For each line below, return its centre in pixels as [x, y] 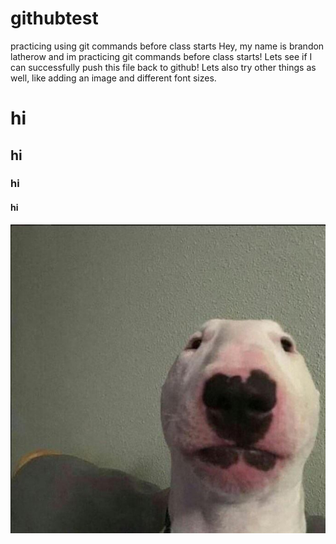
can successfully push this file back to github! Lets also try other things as [163, 67]
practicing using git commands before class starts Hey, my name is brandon [167, 46]
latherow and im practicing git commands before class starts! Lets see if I [161, 56]
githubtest [54, 18]
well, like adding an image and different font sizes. [113, 78]
